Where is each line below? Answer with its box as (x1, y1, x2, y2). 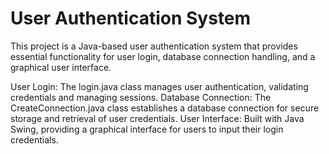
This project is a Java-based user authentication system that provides (10, 40, 298, 52)
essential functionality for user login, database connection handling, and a (10, 50, 316, 62)
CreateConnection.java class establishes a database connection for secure (10, 102, 320, 114)
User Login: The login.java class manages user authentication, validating (10, 80, 309, 92)
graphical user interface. (10, 61, 112, 73)
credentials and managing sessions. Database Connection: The (10, 91, 272, 103)
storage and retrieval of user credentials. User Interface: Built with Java (10, 112, 305, 124)
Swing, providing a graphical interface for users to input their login (10, 123, 284, 135)
